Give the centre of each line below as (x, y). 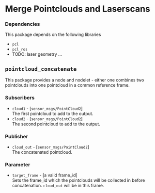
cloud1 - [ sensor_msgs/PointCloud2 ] (47, 108)
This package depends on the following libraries (53, 34)
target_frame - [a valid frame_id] (45, 175)
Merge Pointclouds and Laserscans (77, 9)
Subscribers (20, 98)
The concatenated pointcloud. (42, 152)
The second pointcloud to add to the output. (56, 124)
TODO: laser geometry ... (37, 54)
